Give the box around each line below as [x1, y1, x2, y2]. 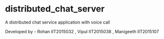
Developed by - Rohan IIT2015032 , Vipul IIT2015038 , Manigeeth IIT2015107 [5, 28, 159, 34]
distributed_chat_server [5, 3, 105, 14]
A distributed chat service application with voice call [5, 19, 110, 25]
